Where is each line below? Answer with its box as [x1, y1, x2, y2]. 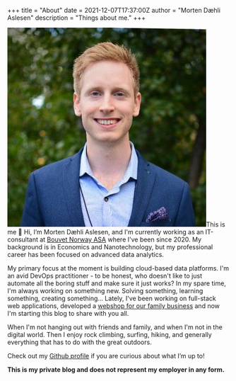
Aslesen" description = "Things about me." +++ [7, 13, 146, 22]
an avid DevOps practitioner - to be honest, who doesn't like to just [7, 272, 203, 280]
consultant [7, 235, 39, 244]
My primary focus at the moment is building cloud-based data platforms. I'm [7, 264, 230, 272]
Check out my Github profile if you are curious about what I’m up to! [7, 352, 205, 360]
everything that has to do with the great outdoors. [7, 338, 152, 346]
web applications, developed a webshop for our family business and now [7, 302, 220, 310]
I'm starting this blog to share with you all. [7, 309, 129, 317]
